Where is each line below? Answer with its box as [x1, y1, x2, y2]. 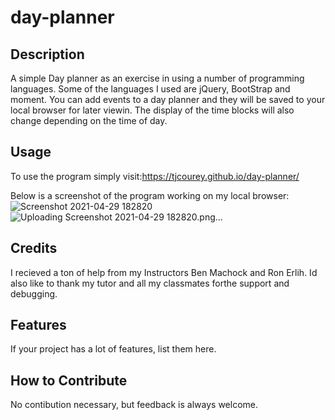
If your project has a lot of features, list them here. [10, 343, 217, 355]
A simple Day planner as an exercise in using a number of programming [10, 72, 305, 84]
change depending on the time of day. [10, 115, 168, 126]
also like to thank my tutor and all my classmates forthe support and [10, 277, 290, 289]
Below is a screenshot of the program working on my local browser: [10, 189, 290, 201]
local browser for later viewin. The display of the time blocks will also [10, 104, 295, 116]
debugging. [10, 287, 58, 300]
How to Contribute [10, 372, 128, 389]
